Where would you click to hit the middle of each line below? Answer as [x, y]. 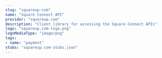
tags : [11, 38]
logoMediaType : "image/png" [35, 33]
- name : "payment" [25, 43]
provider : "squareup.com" [32, 19]
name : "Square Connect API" [35, 15]
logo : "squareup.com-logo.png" [38, 29]
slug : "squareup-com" [28, 10]
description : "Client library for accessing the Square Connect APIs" [81, 24]
